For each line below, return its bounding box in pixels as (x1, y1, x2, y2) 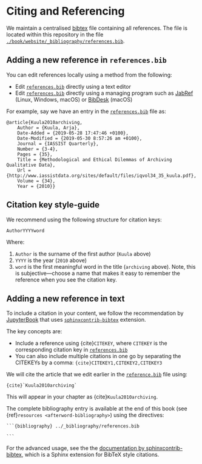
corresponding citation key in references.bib (15, 346, 128, 353)
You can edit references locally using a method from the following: (6, 71, 172, 78)
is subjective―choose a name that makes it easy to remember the (15, 269, 180, 277)
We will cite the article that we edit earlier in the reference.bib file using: (6, 371, 188, 378)
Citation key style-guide (6, 199, 100, 210)
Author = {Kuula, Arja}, (17, 125, 80, 131)
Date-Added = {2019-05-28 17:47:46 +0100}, (17, 130, 129, 136)
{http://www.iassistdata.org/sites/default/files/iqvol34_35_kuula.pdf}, (6, 172, 197, 179)
